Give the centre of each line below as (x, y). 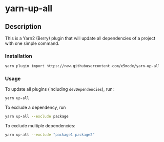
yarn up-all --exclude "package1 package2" (50, 135)
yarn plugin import (25, 66)
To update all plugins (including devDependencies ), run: (60, 89)
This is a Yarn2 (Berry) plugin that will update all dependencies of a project (80, 38)
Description (23, 27)
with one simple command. (32, 43)
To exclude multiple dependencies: (40, 126)
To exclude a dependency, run (36, 107)
